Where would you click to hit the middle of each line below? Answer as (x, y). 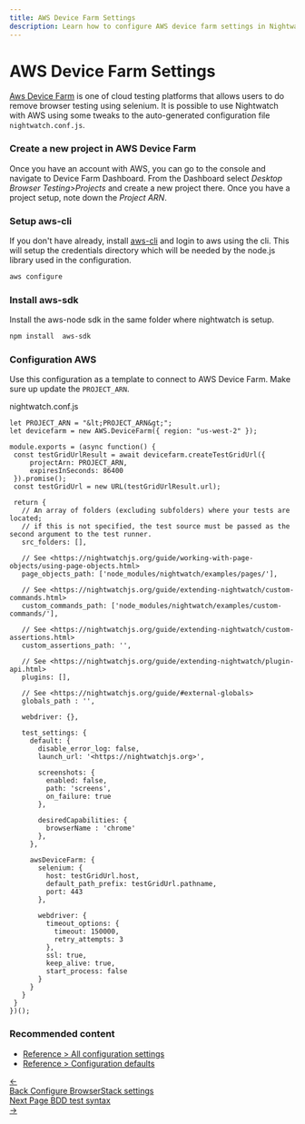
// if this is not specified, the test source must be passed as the (156, 527)
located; (26, 518)
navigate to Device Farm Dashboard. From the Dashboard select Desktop (146, 178)
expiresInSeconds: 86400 (77, 471)
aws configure (36, 277)
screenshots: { (66, 773)
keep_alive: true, (81, 963)
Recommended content (62, 1034)
